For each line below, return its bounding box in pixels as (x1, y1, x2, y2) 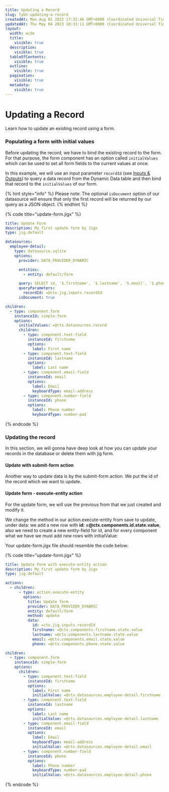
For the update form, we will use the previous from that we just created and (5, 501, 161, 507)
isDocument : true (18, 295, 55, 300)
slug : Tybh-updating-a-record (5, 12, 69, 17)
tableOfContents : (10, 54, 46, 60)
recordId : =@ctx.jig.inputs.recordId (23, 291, 102, 296)
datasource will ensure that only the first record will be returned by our (5, 196, 152, 202)
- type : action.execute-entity (18, 590, 84, 595)
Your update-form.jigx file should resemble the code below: (5, 542, 129, 548)
